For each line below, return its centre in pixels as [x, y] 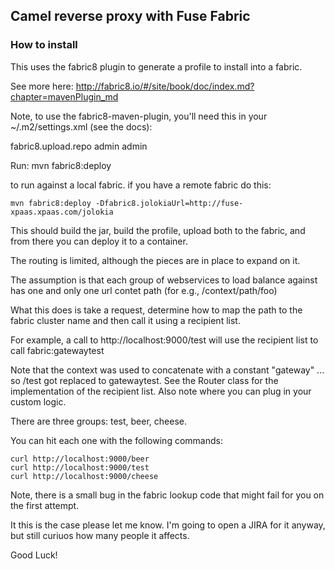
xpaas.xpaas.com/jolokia [62, 212]
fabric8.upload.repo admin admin [79, 146]
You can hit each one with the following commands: [116, 440]
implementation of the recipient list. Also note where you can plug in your [161, 391]
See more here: [42, 86]
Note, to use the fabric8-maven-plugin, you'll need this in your [139, 116]
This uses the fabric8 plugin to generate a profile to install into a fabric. [156, 66]
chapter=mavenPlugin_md [64, 96]
